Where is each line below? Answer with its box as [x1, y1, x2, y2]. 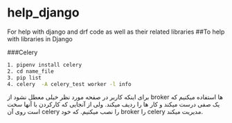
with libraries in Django [7, 34, 73, 43]
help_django [7, 5, 80, 21]
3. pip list [7, 74, 42, 81]
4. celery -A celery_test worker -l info [7, 80, 132, 87]
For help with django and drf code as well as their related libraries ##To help [7, 27, 225, 36]
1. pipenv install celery [7, 61, 82, 68]
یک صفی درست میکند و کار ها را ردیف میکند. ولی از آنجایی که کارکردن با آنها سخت [7, 100, 220, 109]
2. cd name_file [7, 67, 54, 75]
